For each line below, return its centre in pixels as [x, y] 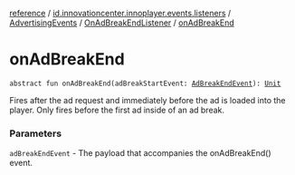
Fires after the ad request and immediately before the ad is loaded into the [147, 100]
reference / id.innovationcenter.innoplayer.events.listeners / [120, 13]
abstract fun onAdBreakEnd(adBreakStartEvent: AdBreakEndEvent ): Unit [145, 83]
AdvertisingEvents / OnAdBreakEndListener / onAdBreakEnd [122, 23]
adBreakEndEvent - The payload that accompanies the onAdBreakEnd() [140, 153]
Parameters [35, 133]
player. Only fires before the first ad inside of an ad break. [117, 110]
